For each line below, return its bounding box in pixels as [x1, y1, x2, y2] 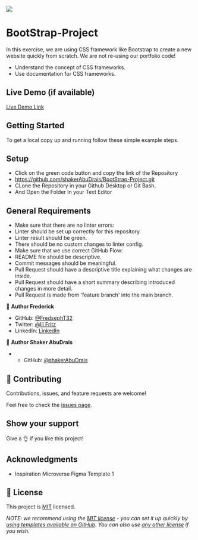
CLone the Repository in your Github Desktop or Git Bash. [14, 182, 156, 189]
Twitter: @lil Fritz [14, 321, 56, 328]
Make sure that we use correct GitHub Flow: [14, 247, 123, 254]
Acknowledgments [6, 454, 78, 465]
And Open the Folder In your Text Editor [14, 189, 112, 196]
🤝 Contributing [6, 374, 62, 384]
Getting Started [6, 121, 65, 131]
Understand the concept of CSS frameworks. [14, 63, 126, 71]
